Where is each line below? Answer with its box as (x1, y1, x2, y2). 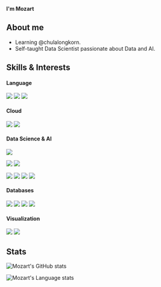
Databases (6, 187, 34, 194)
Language (6, 79, 32, 86)
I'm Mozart (6, 5, 34, 12)
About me (6, 22, 44, 33)
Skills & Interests (6, 63, 71, 73)
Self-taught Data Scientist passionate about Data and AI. (14, 45, 156, 52)
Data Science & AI (6, 135, 52, 142)
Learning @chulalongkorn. (14, 39, 81, 46)
